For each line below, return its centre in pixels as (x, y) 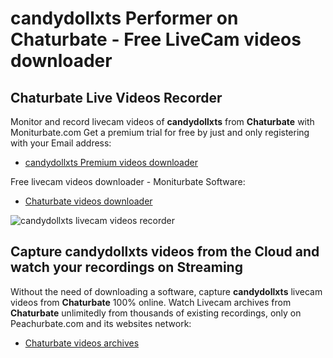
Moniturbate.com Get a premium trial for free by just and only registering (160, 132)
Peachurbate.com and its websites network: (101, 323)
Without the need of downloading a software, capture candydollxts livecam (166, 291)
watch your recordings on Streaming (126, 267)
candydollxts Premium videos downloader (111, 162)
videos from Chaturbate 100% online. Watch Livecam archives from (151, 302)
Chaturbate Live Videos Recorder (116, 97)
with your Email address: (61, 143)
